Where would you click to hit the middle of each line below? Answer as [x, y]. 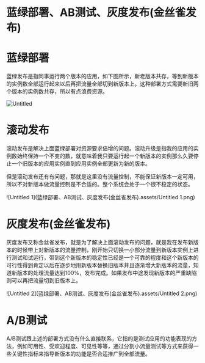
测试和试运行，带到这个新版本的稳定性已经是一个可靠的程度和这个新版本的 [105, 258]
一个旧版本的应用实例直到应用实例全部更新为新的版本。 [81, 164]
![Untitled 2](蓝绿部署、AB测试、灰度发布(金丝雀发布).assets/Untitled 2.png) [102, 293]
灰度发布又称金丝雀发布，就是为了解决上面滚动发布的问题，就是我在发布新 [100, 242]
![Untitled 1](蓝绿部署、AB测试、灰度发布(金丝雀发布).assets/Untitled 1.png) [101, 197]
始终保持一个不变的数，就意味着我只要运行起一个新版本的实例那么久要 [105, 156]
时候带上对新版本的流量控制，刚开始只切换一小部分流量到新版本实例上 [105, 250]
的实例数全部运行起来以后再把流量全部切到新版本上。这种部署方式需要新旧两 [103, 84]
